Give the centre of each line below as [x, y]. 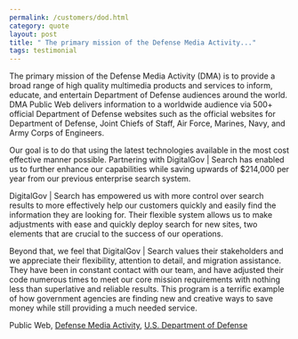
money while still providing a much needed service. [103, 308]
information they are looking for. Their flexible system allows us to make [141, 215]
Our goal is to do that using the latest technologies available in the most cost [149, 150]
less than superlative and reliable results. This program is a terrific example [147, 289]
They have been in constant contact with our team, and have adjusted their [147, 270]
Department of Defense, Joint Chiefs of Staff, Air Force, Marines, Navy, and [148, 124]
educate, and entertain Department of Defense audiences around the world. [148, 95]
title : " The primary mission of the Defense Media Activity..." [133, 42]
